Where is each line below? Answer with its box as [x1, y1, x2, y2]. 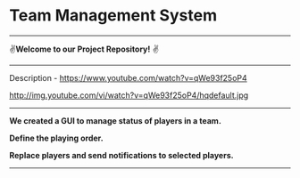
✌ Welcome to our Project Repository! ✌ [9, 44, 159, 54]
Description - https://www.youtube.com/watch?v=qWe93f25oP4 [9, 72, 247, 83]
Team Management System [9, 5, 217, 26]
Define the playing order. [9, 133, 104, 143]
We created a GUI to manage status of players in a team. [9, 115, 221, 125]
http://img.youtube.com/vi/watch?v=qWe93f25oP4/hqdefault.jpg [9, 90, 249, 101]
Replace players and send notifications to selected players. [9, 150, 234, 160]
